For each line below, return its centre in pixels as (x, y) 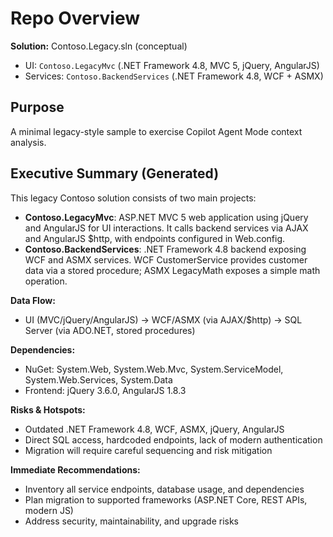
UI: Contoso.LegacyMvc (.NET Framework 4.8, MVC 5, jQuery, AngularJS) (172, 65)
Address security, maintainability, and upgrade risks (132, 521)
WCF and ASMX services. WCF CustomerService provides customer (166, 259)
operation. (46, 281)
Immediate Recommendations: (75, 469)
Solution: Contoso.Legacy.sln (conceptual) (99, 46)
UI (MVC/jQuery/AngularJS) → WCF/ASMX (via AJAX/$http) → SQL (163, 319)
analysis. (28, 142)
